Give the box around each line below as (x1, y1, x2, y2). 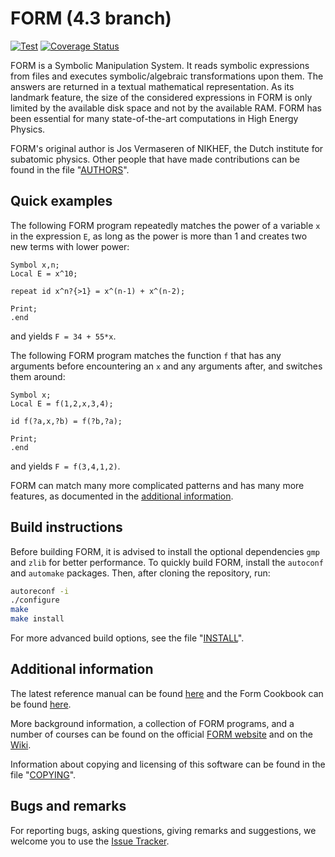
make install (10, 614, 65, 624)
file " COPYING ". (10, 768, 77, 781)
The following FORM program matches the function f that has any (10, 349, 282, 361)
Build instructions (10, 519, 123, 536)
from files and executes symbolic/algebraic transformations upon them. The (10, 70, 324, 82)
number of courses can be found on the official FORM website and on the (10, 728, 314, 740)
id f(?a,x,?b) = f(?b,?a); (10, 416, 123, 426)
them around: (10, 370, 66, 382)
